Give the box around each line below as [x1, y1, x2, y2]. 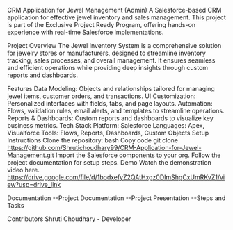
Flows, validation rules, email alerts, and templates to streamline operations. [7, 107, 225, 115]
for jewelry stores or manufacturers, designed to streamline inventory [7, 49, 207, 57]
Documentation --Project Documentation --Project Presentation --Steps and [7, 194, 226, 202]
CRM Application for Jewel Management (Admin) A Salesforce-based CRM [7, 6, 222, 14]
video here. [7, 166, 40, 174]
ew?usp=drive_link [7, 181, 61, 188]
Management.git [7, 151, 54, 159]
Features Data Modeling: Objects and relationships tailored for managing [7, 85, 216, 92]
